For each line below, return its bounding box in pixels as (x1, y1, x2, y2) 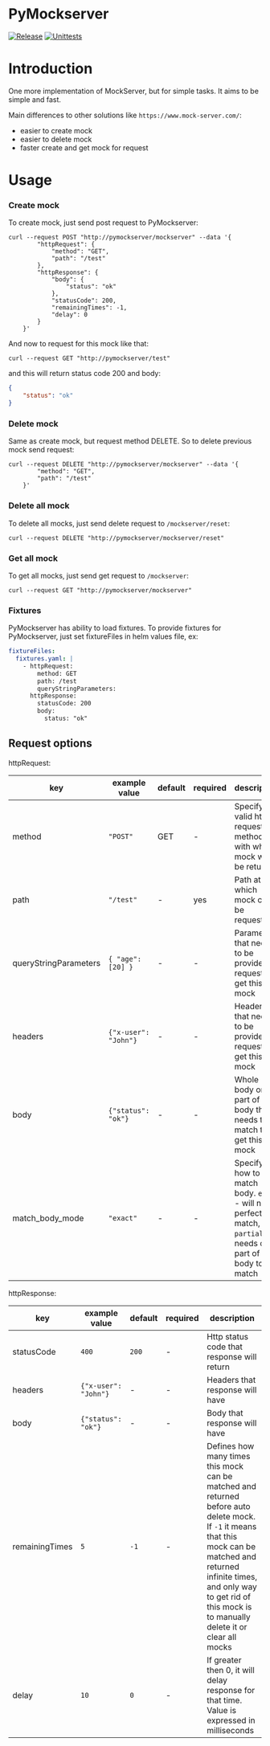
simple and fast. (8, 94, 62, 104)
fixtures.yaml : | (15, 655, 74, 663)
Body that (206, 1407, 243, 1418)
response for (206, 1684, 256, 1695)
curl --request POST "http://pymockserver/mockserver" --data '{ (8, 234, 231, 242)
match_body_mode (12, 1212, 84, 1224)
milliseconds (206, 1724, 255, 1736)
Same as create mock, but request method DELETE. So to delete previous (8, 436, 252, 446)
